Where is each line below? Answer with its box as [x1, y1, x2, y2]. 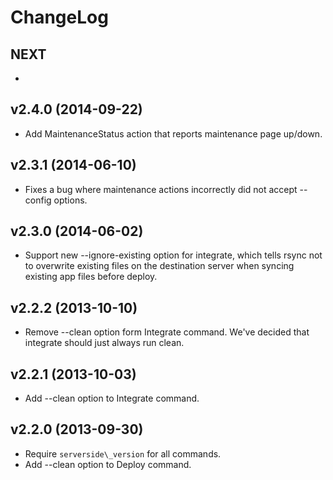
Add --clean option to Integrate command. [24, 392, 200, 405]
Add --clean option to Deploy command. [24, 458, 192, 470]
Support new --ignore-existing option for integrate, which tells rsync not [24, 249, 323, 261]
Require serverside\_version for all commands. [24, 447, 222, 460]
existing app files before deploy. [24, 271, 158, 283]
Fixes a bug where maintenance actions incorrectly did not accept [24, 183, 298, 195]
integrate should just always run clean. [24, 337, 185, 349]
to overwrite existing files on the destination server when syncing [24, 260, 295, 272]
